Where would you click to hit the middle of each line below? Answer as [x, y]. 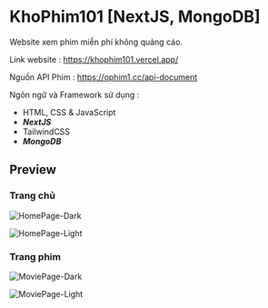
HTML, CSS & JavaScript [69, 112]
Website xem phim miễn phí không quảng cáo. [96, 42]
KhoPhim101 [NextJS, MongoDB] [135, 17]
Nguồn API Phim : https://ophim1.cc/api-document [104, 77]
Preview [33, 170]
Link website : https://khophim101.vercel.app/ [94, 59]
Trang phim [35, 256]
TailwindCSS [46, 131]
